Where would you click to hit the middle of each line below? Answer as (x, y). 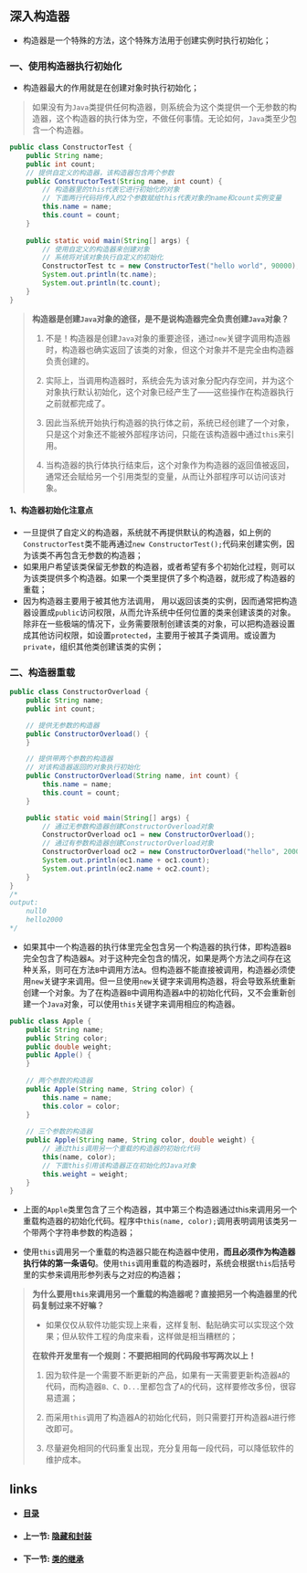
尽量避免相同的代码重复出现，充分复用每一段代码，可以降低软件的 (169, 1448)
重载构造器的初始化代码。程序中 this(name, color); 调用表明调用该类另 (156, 1221)
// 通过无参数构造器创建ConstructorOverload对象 (128, 826)
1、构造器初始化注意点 (52, 511)
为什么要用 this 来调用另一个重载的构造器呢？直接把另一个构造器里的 (160, 1294)
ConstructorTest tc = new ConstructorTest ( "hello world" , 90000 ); (171, 266)
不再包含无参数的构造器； (95, 554)
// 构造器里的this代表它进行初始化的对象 (111, 190)
